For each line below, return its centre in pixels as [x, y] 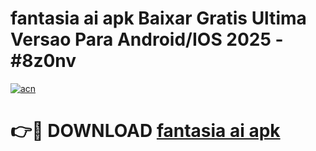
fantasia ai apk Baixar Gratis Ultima [158, 18]
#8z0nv [43, 61]
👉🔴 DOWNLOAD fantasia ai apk [145, 131]
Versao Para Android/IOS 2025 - [147, 39]
